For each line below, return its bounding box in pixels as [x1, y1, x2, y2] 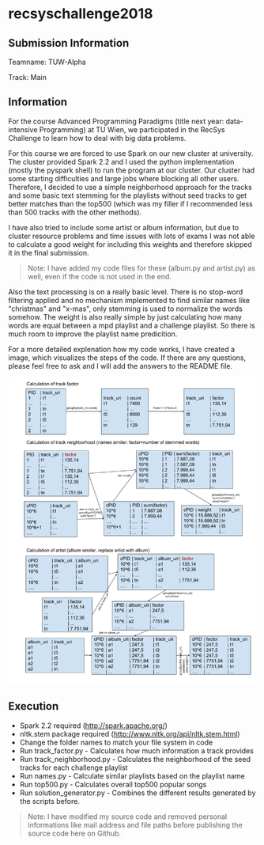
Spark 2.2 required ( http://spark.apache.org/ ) [19, 721, 168, 730]
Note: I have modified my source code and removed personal [27, 812, 228, 821]
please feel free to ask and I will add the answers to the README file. [8, 361, 233, 370]
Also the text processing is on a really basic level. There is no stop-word [8, 286, 243, 297]
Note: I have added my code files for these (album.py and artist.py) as [27, 263, 255, 273]
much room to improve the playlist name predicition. [8, 329, 178, 339]
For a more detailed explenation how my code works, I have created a [8, 344, 236, 354]
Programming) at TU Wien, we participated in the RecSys [39, 124, 225, 135]
